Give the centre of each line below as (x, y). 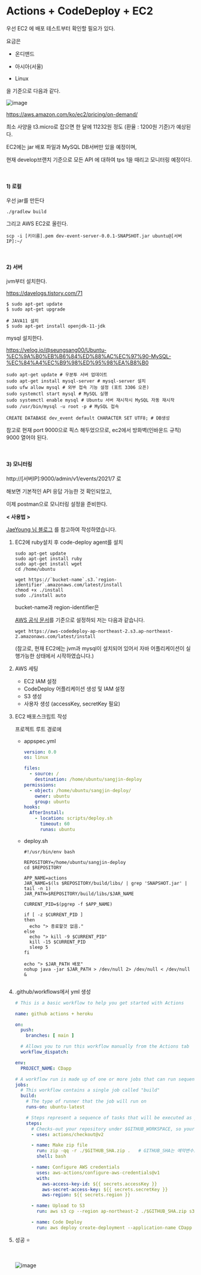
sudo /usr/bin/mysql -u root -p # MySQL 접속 (63, 407)
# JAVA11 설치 (22, 321)
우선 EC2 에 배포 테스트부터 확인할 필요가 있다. (61, 28)
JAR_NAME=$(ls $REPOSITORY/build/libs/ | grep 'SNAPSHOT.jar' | (106, 883)
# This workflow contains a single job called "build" (90, 1090)
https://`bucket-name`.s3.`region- (73, 579)
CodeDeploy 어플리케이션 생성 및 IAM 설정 (74, 689)
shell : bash (51, 1157)
